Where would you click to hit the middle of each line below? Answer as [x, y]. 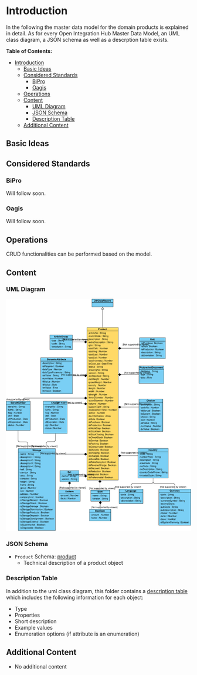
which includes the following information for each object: [75, 597]
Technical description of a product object [73, 563]
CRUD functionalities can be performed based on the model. [79, 254]
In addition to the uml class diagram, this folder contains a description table [97, 591]
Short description [35, 621]
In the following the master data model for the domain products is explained [97, 27]
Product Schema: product [45, 557]
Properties [27, 615]
